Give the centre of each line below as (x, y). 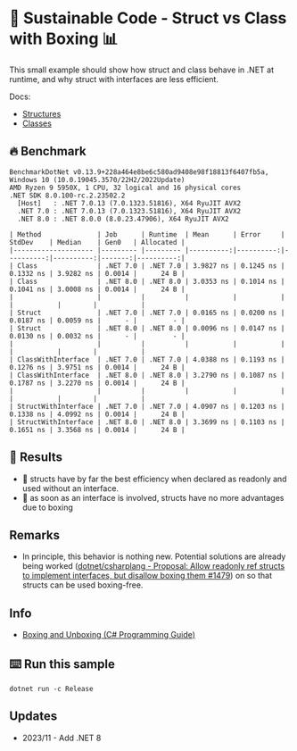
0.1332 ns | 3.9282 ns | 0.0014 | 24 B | (97, 273)
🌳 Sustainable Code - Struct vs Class (148, 18)
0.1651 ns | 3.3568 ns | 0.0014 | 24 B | (97, 430)
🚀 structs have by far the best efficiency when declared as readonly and (154, 479)
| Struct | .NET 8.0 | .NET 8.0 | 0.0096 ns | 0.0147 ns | (147, 328)
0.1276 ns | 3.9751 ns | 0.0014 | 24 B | (97, 367)
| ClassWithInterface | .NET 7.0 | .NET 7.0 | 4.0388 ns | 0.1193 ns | (147, 359)
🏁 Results (36, 458)
